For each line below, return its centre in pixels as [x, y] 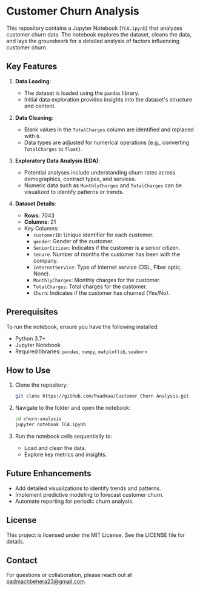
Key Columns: [42, 228]
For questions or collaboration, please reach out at [69, 575]
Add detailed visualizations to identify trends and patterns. [88, 488]
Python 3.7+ [30, 338]
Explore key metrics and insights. [65, 454]
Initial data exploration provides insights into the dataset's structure [108, 99]
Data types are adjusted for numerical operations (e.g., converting [107, 142]
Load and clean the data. [55, 448]
